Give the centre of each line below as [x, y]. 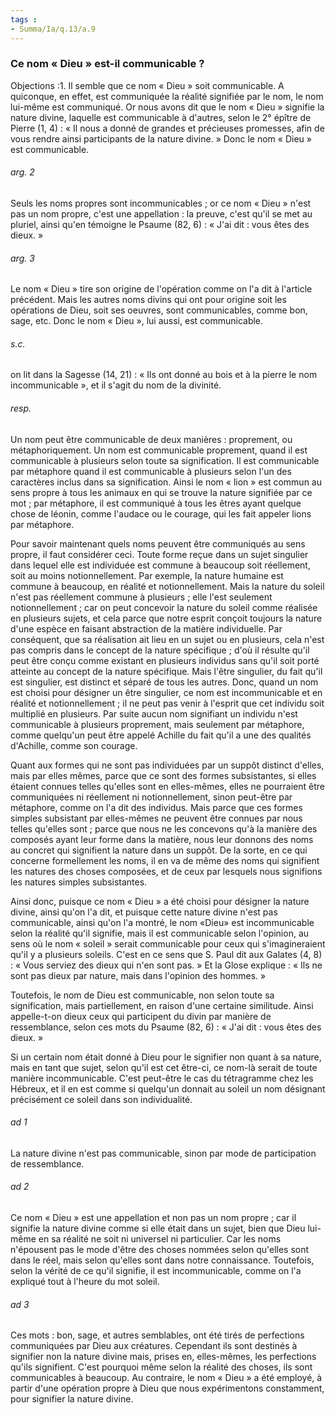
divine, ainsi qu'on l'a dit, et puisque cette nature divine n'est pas [144, 912]
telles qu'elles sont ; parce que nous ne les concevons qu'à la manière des [164, 828]
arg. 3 [22, 258]
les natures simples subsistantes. [79, 882]
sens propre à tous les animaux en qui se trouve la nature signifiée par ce [161, 492]
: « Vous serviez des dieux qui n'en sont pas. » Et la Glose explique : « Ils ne [166, 965]
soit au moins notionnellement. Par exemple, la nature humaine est [147, 575]
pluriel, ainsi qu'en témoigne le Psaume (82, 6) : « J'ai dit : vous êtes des [160, 224]
